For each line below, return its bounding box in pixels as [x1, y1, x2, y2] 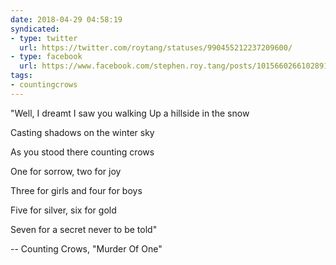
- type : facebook [10, 52, 83, 62]
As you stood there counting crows [10, 146, 155, 158]
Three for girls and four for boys [10, 184, 143, 196]
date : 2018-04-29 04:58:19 [10, 14, 123, 25]
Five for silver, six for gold [10, 204, 117, 216]
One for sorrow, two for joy [10, 165, 122, 177]
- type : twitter [10, 33, 78, 43]
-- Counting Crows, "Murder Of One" [10, 242, 163, 255]
